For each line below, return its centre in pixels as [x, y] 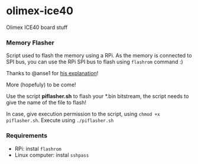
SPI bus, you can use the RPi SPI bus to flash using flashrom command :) [95, 62]
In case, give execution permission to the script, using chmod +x [83, 114]
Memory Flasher [30, 43]
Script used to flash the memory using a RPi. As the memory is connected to [99, 56]
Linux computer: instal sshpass [52, 155]
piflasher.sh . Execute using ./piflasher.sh [60, 120]
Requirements [27, 136]
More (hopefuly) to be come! [41, 85]
